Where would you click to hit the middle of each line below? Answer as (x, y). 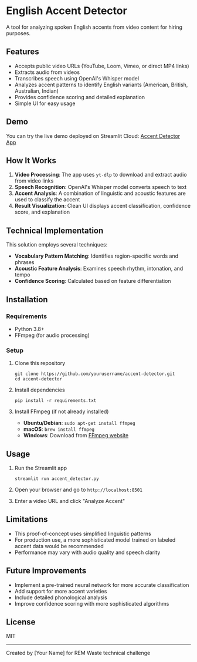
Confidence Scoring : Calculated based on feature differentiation (93, 281)
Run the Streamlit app (41, 468)
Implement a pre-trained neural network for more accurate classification (102, 585)
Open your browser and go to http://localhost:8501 (78, 489)
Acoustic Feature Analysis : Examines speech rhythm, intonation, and (99, 269)
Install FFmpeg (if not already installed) (62, 411)
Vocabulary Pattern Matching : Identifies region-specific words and (96, 256)
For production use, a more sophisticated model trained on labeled (95, 540)
